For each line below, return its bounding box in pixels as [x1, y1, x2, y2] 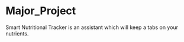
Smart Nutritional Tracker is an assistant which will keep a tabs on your [5, 24, 179, 31]
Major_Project [5, 4, 76, 18]
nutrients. [5, 30, 29, 37]
